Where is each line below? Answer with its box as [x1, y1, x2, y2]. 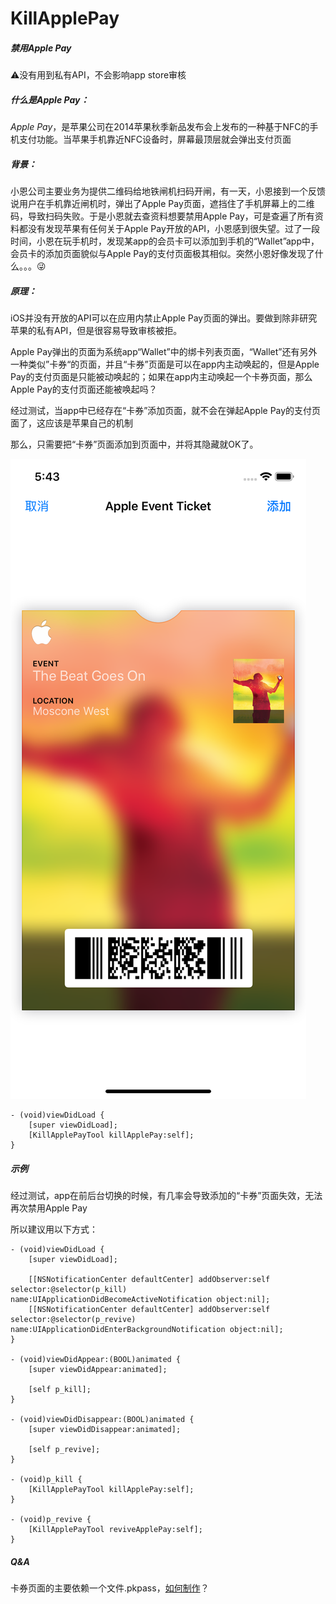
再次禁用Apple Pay [10, 1202, 88, 1214]
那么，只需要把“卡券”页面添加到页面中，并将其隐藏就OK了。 [10, 438, 259, 451]
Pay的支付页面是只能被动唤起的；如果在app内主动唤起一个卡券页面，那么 [10, 371, 313, 383]
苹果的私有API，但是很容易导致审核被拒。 [10, 325, 183, 337]
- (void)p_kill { [10, 1475, 83, 1485]
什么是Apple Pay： [10, 93, 90, 106]
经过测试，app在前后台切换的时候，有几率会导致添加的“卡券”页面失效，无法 [10, 1190, 323, 1202]
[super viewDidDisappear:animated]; [28, 1425, 182, 1435]
